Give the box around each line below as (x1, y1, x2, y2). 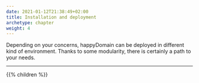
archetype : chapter (6, 20, 54, 25)
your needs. (6, 54, 36, 61)
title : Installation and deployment (6, 14, 97, 20)
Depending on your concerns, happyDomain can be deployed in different (6, 41, 185, 49)
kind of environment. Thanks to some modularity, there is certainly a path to (6, 48, 191, 55)
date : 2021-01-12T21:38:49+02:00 (6, 8, 89, 15)
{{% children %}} (6, 71, 49, 78)
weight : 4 (6, 25, 31, 31)
